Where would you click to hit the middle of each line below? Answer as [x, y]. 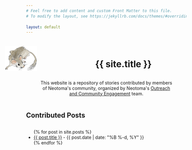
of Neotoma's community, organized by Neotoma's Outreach [106, 88]
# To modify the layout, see [57, 16]
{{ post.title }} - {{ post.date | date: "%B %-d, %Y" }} [89, 137]
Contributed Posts [56, 115]
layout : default [43, 27]
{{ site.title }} [124, 64]
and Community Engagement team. [106, 93]
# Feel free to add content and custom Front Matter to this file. [99, 11]
